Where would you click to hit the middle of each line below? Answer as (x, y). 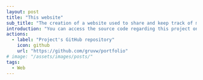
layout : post (23, 12)
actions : (17, 34)
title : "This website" (35, 17)
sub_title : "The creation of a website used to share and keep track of (100, 23)
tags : (13, 62)
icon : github (34, 46)
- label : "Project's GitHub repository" (63, 40)
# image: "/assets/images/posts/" (50, 57)
